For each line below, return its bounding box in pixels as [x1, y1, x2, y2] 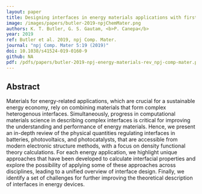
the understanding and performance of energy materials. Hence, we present [6, 123, 195, 130]
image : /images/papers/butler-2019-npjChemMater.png [6, 20, 141, 26]
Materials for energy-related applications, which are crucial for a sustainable [6, 98, 195, 105]
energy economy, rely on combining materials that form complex [6, 104, 167, 111]
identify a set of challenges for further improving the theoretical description [6, 174, 194, 181]
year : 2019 [6, 31, 34, 37]
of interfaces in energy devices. [6, 181, 85, 188]
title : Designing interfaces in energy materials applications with [6, 14, 182, 20]
